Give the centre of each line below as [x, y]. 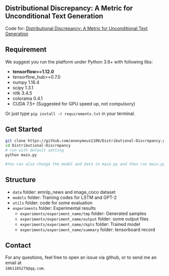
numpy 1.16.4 [26, 82]
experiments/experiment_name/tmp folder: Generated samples [83, 213]
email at [13, 263]
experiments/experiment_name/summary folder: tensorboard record [88, 230]
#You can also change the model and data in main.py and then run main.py [85, 164]
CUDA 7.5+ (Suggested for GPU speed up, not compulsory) [74, 103]
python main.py [21, 155]
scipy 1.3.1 [23, 87]
